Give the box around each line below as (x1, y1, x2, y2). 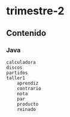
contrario (17, 85, 42, 91)
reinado (17, 106, 36, 112)
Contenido (6, 28, 47, 38)
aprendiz (17, 80, 39, 86)
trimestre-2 (6, 4, 65, 18)
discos (6, 64, 23, 70)
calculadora (6, 59, 36, 65)
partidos (6, 70, 28, 76)
